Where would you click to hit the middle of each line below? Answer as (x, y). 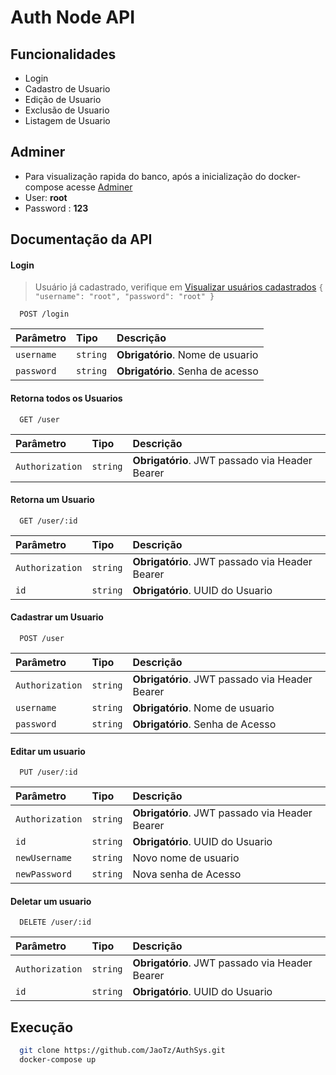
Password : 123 (56, 208)
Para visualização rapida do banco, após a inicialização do (145, 176)
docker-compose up (58, 1060)
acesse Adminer (99, 187)
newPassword (44, 874)
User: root (46, 197)
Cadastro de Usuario (67, 89)
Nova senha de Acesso (187, 874)
